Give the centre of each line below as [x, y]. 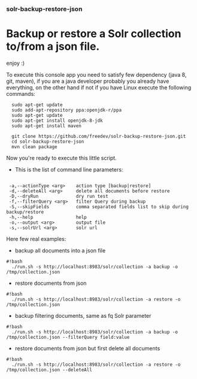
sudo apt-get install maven [47, 126]
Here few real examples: [36, 239]
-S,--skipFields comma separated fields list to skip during [99, 207]
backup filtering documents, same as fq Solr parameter [83, 315]
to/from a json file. [53, 46]
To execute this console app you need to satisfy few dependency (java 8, [96, 74]
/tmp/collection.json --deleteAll [49, 370]
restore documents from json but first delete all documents [87, 348]
